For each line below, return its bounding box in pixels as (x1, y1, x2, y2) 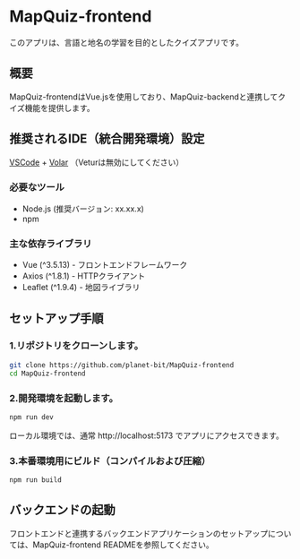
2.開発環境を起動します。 (9, 391, 119, 404)
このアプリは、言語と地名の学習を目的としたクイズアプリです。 (9, 37, 244, 47)
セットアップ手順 (9, 311, 104, 326)
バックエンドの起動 (9, 503, 116, 518)
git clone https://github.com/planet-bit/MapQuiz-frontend (9, 360, 235, 369)
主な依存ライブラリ (9, 237, 92, 250)
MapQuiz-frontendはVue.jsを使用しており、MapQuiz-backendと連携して (9, 91, 279, 102)
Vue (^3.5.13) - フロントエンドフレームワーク (21, 260, 188, 271)
